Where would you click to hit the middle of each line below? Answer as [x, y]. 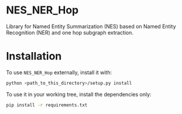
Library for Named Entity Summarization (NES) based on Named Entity [91, 26]
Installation [34, 56]
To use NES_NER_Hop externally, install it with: [59, 72]
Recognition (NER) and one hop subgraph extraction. [70, 32]
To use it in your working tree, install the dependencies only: [79, 94]
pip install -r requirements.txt [47, 105]
